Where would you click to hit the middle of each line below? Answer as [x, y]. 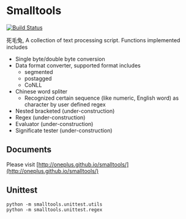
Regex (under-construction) [50, 117]
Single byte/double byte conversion [60, 59]
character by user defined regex [65, 104]
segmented [39, 72]
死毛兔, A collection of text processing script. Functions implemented [93, 40]
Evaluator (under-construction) [54, 124]
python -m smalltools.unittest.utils [54, 204]
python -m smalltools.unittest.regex [54, 210]
